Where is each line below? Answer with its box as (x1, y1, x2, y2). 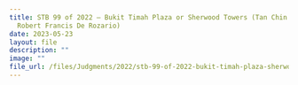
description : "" (9, 46, 69, 55)
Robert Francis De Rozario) (17, 21, 122, 30)
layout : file (9, 37, 58, 47)
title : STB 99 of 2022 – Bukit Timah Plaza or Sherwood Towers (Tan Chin (9, 12, 288, 22)
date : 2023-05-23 (9, 29, 74, 38)
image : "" (9, 54, 46, 63)
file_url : (9, 63, 46, 72)
